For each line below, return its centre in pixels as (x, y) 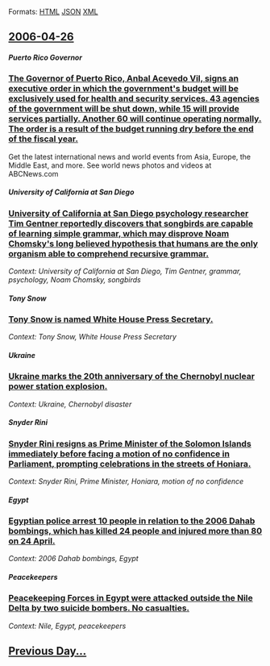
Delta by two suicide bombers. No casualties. (99, 608)
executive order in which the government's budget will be (124, 89)
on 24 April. (32, 541)
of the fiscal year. (44, 139)
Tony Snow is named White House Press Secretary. (111, 319)
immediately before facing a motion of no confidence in (119, 453)
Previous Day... (48, 651)
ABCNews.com (33, 173)
